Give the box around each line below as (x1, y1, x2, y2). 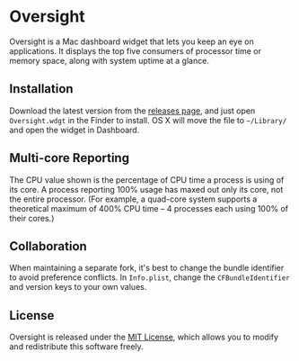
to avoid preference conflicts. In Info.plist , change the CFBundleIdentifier (9, 272, 290, 283)
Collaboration (9, 239, 87, 254)
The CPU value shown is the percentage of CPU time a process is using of (9, 174, 285, 185)
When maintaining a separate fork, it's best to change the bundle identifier (9, 263, 285, 274)
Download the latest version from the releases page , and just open (9, 105, 256, 116)
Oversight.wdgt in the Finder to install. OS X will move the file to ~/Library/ (9, 114, 287, 125)
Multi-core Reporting (9, 150, 130, 166)
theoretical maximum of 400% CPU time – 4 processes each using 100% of (9, 203, 289, 213)
